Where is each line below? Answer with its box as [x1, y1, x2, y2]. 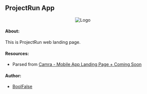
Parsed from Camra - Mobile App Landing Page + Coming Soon [12, 62, 142, 67]
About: [5, 28, 20, 34]
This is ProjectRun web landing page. [5, 39, 81, 45]
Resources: [5, 50, 29, 56]
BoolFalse [12, 84, 33, 90]
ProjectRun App [5, 4, 55, 12]
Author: [5, 72, 22, 78]
